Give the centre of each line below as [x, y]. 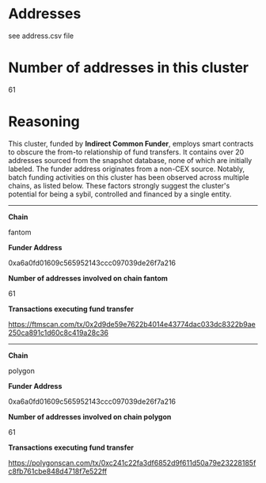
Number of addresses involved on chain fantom [88, 278]
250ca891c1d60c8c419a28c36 [59, 333]
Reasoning [44, 122]
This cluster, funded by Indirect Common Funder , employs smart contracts [131, 143]
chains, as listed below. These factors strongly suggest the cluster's [119, 185]
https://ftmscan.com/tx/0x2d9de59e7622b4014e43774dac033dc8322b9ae [132, 324]
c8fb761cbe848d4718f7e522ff [58, 471]
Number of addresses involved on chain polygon [90, 416]
